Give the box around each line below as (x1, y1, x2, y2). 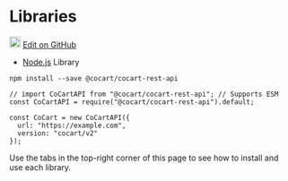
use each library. (9, 161, 72, 172)
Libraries (9, 6, 77, 27)
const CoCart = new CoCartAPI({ (9, 113, 130, 122)
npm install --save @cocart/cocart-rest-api (9, 73, 179, 82)
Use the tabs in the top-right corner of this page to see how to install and (9, 152, 279, 163)
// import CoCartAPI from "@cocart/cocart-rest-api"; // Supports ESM (9, 90, 279, 99)
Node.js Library (22, 56, 80, 67)
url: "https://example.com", (17, 121, 127, 130)
